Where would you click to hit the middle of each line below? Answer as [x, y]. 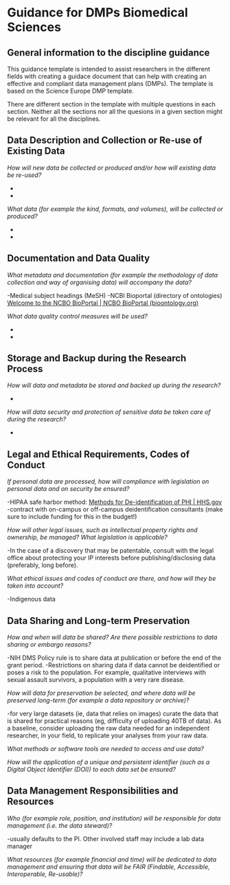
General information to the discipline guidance [108, 53]
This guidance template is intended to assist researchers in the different [109, 69]
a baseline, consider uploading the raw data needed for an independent [108, 728]
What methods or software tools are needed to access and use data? [106, 749]
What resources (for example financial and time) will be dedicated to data [112, 859]
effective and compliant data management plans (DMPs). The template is [110, 83]
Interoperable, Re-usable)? [45, 874]
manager [20, 846]
